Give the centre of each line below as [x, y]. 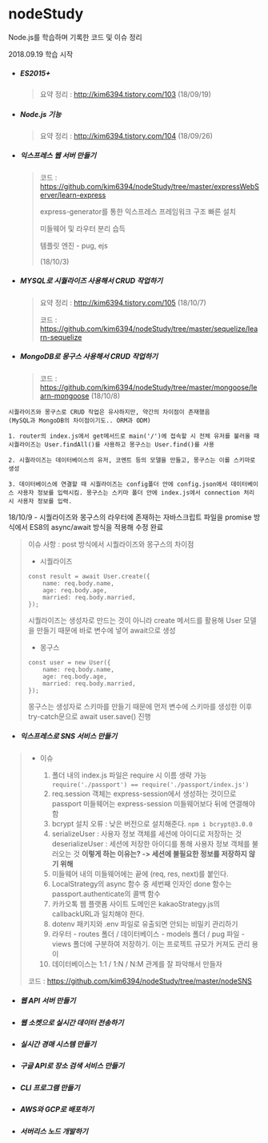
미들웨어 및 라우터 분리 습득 [82, 228]
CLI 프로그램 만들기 [50, 1088]
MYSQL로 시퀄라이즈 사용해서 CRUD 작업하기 [91, 281]
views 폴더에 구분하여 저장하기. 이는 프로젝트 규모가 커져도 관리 [151, 943]
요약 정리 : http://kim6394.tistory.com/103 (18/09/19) [126, 94]
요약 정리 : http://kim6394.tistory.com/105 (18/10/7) [123, 302]
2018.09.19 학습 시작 [41, 54]
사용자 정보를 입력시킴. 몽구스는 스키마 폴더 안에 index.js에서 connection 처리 [136, 493]
